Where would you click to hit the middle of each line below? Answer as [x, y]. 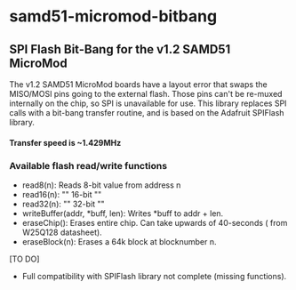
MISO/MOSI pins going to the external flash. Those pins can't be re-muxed [146, 94]
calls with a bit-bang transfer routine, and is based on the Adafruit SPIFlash [147, 113]
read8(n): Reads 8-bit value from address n [101, 185]
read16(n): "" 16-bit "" [62, 194]
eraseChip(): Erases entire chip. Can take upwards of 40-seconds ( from [155, 222]
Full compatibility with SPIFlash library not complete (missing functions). [154, 276]
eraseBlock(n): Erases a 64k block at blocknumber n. [119, 241]
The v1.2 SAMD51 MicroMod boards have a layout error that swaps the [139, 85]
